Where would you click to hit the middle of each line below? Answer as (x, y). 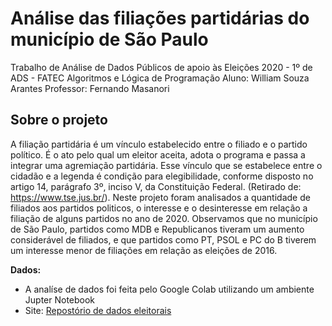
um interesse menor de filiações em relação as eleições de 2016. (144, 250)
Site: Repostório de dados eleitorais (98, 310)
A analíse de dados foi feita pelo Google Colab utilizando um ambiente (169, 289)
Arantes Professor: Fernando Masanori (90, 88)
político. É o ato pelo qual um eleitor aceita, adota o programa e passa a (158, 154)
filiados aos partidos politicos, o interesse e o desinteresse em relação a (159, 208)
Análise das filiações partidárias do (160, 18)
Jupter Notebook (60, 299)
